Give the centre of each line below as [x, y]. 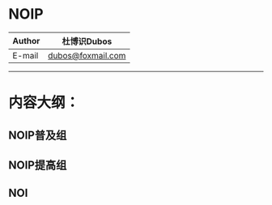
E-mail [25, 55]
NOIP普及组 [38, 135]
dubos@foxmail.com [87, 55]
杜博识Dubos [87, 41]
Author [26, 41]
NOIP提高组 [38, 165]
